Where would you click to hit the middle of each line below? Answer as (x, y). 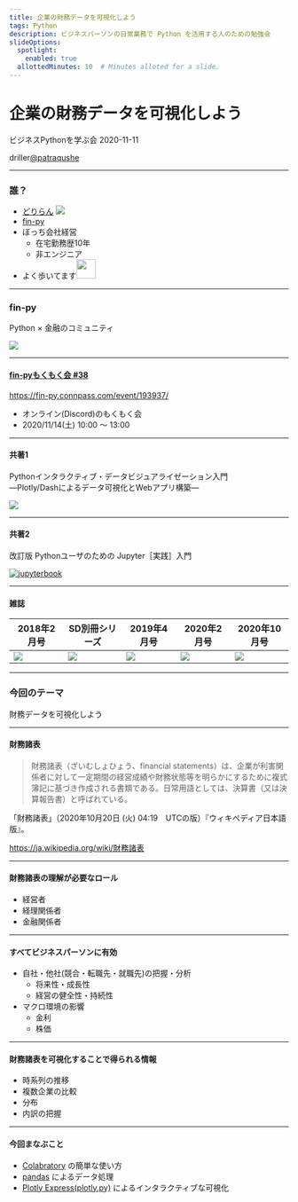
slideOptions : (35, 42)
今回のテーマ (37, 693)
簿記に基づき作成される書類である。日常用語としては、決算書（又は (155, 788)
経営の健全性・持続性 (74, 995)
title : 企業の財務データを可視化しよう (73, 17)
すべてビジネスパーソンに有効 (63, 952)
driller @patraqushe (44, 157)
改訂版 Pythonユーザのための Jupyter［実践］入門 (101, 556)
